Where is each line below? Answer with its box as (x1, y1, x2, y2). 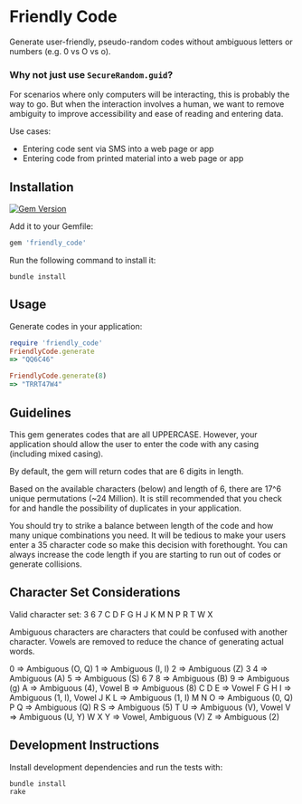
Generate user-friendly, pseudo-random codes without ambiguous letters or (9, 36, 294, 47)
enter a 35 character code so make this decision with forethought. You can (9, 539, 288, 550)
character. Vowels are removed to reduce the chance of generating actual (9, 636, 285, 646)
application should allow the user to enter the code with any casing (9, 438, 260, 449)
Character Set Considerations (9, 585, 181, 600)
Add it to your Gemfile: (9, 221, 93, 232)
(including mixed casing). (9, 448, 104, 459)
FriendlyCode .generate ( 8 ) (9, 371, 107, 381)
